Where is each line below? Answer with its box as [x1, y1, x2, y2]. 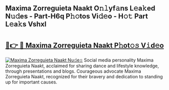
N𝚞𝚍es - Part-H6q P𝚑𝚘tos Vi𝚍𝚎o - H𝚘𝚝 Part [5, 12, 149, 21]
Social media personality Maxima [83, 57, 154, 63]
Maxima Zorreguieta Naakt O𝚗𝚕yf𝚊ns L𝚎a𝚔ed [5, 4, 155, 13]
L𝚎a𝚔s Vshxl [5, 20, 47, 28]
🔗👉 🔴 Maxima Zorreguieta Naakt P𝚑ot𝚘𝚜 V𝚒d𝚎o [5, 41, 164, 50]
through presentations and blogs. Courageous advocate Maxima [5, 68, 141, 74]
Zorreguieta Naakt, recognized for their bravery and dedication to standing [5, 74, 163, 79]
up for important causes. [5, 79, 57, 85]
